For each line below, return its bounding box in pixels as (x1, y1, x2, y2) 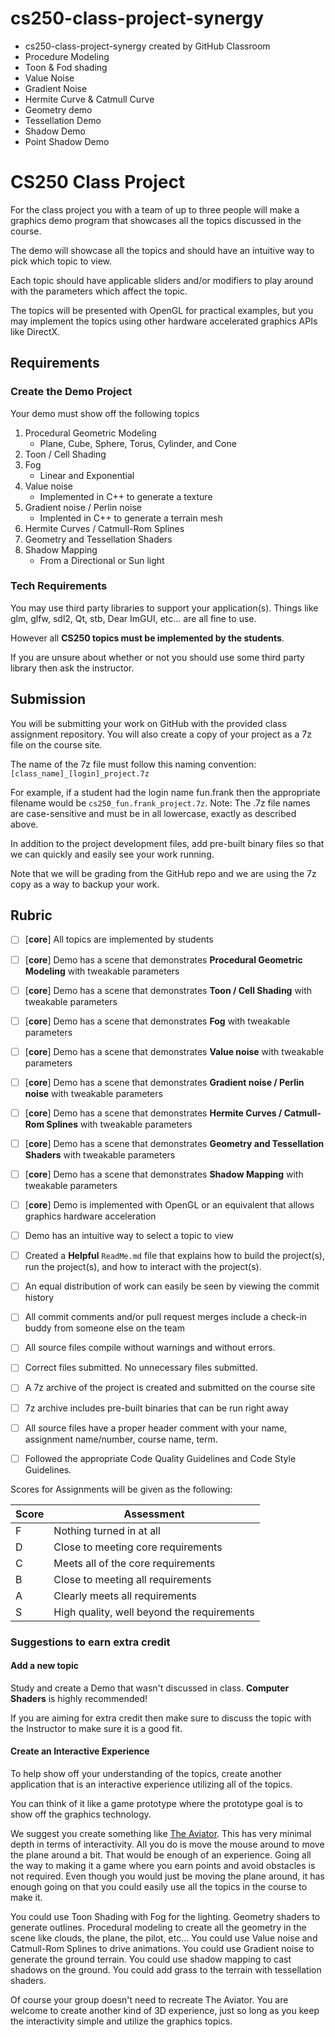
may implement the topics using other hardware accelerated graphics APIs (10, 315, 318, 327)
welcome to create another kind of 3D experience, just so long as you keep (10, 2005, 320, 2017)
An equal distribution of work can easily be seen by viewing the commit (24, 1280, 320, 1292)
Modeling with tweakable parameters (24, 965, 180, 977)
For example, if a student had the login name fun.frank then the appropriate (10, 786, 321, 798)
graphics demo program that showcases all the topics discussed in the (10, 214, 302, 226)
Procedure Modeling (24, 50, 110, 62)
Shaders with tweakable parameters (24, 1148, 176, 1161)
